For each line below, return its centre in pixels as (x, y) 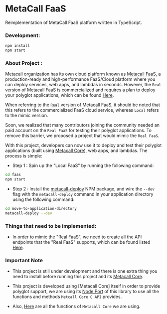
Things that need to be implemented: (51, 226)
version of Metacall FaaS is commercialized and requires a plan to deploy (80, 90)
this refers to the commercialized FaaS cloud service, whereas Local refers (82, 110)
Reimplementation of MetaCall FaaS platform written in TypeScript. (74, 22)
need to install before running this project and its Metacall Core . (78, 277)
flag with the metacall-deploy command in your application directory (83, 194)
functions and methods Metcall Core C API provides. (67, 297)
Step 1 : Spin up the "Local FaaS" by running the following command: (83, 165)
